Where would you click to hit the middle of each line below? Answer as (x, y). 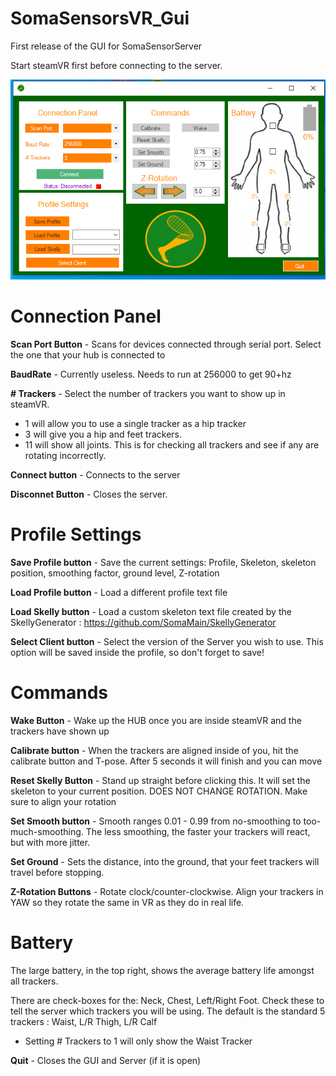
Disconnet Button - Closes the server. (89, 494)
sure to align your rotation (63, 801)
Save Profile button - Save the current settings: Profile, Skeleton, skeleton (163, 562)
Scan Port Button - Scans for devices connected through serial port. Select (166, 344)
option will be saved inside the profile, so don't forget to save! (137, 652)
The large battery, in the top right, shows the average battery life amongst (162, 970)
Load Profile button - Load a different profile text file (119, 592)
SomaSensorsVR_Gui (100, 18)
